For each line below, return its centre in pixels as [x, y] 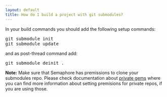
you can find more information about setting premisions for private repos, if [84, 83]
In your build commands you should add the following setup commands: [80, 29]
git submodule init [29, 39]
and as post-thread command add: [41, 53]
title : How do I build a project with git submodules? [64, 15]
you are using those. [27, 88]
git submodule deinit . [35, 63]
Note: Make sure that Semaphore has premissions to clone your [72, 72]
